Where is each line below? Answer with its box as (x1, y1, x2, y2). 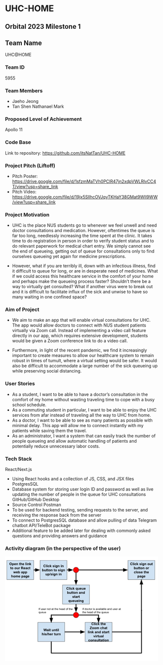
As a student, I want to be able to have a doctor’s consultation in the (12, 391, 148, 397)
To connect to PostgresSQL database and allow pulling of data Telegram (12, 517, 157, 523)
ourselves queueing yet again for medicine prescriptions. (12, 254, 126, 259)
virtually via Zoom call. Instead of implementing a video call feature (12, 328, 147, 333)
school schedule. (12, 402, 47, 408)
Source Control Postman (12, 502, 62, 508)
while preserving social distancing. (12, 368, 82, 374)
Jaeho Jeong (12, 98, 39, 104)
